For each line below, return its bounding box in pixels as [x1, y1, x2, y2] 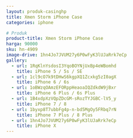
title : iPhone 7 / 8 [16, 101, 67, 107]
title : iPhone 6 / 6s [16, 79, 69, 85]
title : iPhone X [16, 123, 57, 129]
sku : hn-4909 [6, 46, 38, 53]
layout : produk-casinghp [6, 8, 67, 15]
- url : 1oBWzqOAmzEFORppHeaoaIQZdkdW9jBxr [11, 85, 117, 91]
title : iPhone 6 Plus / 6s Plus [16, 90, 96, 96]
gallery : [6, 57, 28, 63]
